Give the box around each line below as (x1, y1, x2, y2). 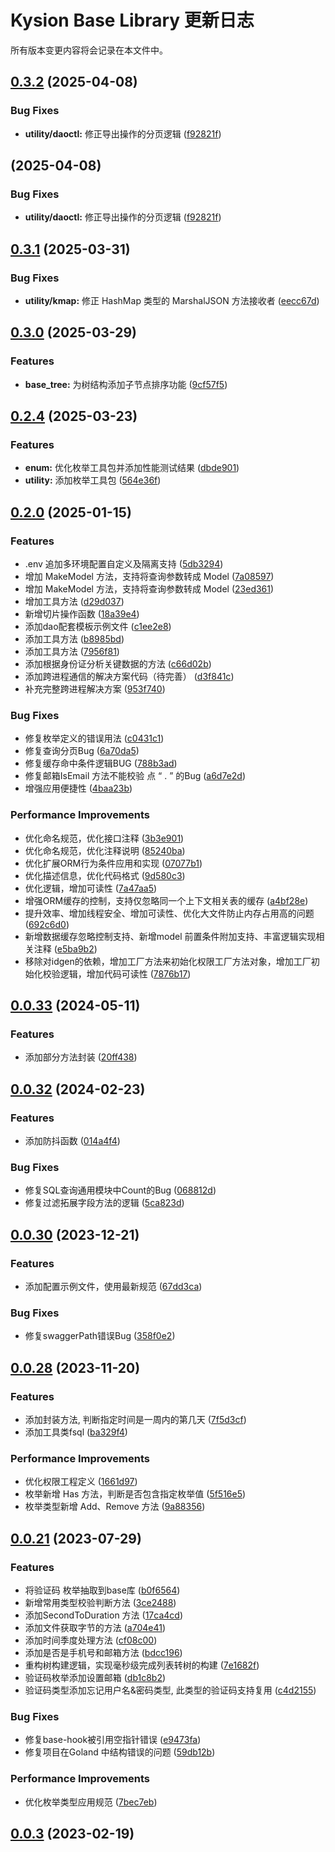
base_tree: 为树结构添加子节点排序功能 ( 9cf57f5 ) (24, 378, 228, 390)
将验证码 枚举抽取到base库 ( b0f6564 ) (24, 1584, 181, 1596)
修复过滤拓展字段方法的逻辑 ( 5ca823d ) (24, 1197, 185, 1209)
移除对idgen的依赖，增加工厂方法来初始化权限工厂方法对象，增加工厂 (24, 955, 312, 967)
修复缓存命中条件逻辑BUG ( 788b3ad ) (24, 757, 178, 770)
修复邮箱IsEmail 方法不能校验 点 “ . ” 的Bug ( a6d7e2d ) (24, 770, 247, 782)
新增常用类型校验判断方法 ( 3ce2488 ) (24, 1596, 177, 1608)
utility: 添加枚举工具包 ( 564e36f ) (24, 474, 162, 486)
